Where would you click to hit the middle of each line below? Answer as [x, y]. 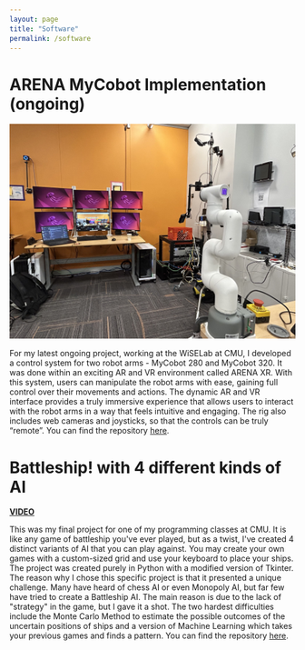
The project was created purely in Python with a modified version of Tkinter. [152, 568]
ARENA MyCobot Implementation [138, 84]
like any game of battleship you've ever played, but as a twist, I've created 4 [152, 539]
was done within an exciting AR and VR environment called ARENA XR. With [151, 373]
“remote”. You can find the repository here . [89, 431]
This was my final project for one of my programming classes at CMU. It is [148, 530]
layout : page [34, 19]
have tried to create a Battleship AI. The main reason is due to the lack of [145, 597]
